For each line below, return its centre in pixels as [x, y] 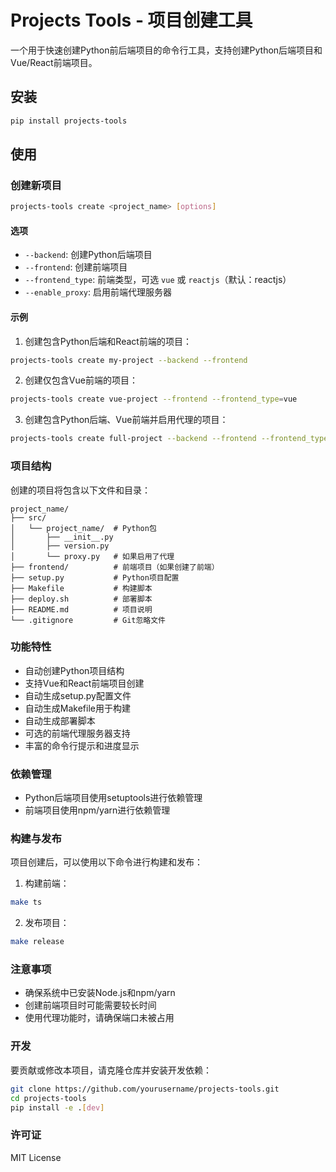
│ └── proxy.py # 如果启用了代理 [92, 556]
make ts [26, 902]
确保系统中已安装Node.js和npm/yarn [100, 993]
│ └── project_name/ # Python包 [83, 528]
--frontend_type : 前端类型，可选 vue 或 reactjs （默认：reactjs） [158, 280]
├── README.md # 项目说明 [81, 609]
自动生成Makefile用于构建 [77, 708]
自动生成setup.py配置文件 [78, 695]
